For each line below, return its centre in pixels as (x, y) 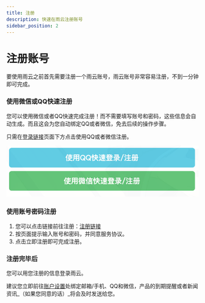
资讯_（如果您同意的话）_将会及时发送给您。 (62, 294)
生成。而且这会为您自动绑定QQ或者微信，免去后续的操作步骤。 (90, 123)
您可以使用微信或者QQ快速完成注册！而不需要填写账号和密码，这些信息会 (99, 116)
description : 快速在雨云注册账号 (45, 19)
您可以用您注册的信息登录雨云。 (46, 273)
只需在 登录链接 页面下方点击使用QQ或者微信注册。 (69, 137)
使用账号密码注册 (31, 212)
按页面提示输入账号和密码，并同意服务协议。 (71, 233)
